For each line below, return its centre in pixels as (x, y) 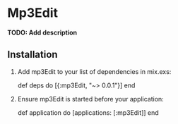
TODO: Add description (42, 32)
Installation (32, 55)
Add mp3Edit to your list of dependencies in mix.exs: (94, 71)
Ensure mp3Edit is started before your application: (90, 99)
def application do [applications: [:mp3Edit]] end (88, 112)
